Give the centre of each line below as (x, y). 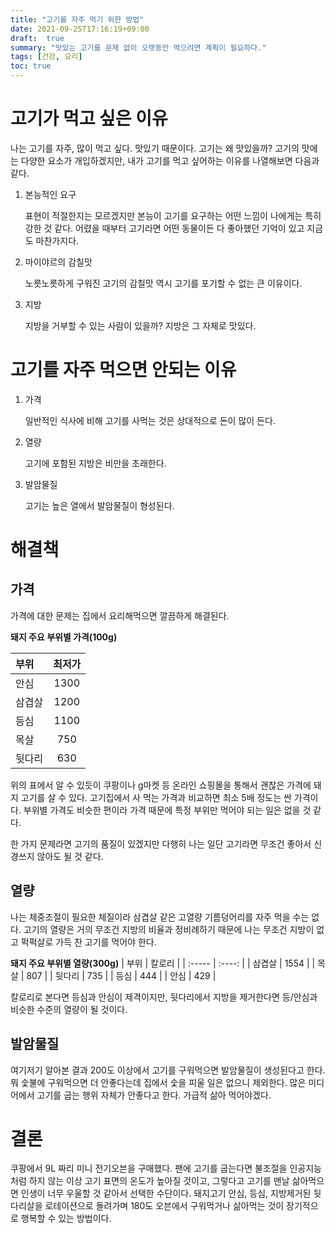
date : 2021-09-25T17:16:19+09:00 (80, 29)
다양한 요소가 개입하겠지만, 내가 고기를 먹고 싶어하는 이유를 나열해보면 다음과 (170, 160)
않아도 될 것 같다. (70, 856)
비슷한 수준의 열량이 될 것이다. (69, 1009)
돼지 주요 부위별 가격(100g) (64, 637)
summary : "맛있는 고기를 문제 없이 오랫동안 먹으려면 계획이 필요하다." (138, 47)
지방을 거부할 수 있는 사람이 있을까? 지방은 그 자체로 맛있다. (140, 325)
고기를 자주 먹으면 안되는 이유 (123, 370)
